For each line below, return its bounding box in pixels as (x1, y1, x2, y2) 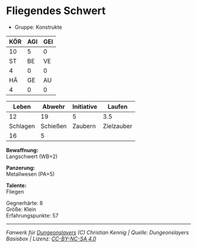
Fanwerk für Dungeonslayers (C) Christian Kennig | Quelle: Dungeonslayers (6, 229, 189, 236)
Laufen (107, 102, 128, 110)
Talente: (6, 182, 27, 189)
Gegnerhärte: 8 (6, 199, 43, 206)
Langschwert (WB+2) (6, 153, 58, 160)
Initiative (72, 102, 98, 110)
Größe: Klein (6, 206, 36, 213)
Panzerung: (6, 164, 35, 171)
